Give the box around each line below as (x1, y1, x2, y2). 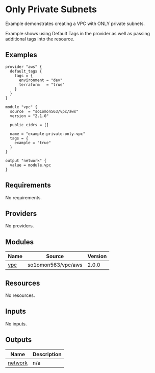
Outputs (5, 336, 32, 344)
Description (32, 351, 62, 358)
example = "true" (14, 140, 51, 145)
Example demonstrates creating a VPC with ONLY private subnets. (5, 20, 145, 27)
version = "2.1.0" (10, 113, 49, 119)
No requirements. (5, 194, 42, 200)
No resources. (5, 292, 35, 298)
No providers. (5, 223, 34, 229)
